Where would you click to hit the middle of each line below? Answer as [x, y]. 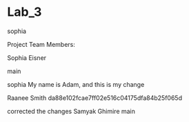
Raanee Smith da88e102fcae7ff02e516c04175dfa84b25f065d [95, 98]
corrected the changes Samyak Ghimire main [71, 111]
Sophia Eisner [27, 58]
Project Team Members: [41, 44]
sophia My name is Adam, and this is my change [76, 84]
